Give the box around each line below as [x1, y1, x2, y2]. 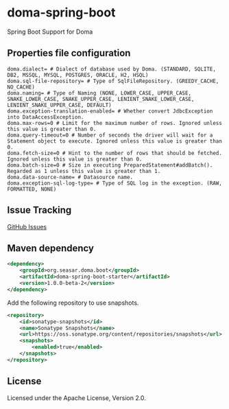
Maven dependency [7, 242, 95, 254]
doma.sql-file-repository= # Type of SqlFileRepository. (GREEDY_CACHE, [7, 78, 219, 84]
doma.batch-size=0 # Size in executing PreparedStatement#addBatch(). [7, 161, 213, 169]
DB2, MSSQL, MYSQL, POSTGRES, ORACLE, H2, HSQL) [7, 71, 149, 78]
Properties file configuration [7, 47, 131, 59]
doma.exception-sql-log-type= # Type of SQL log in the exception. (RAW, [7, 180, 223, 187]
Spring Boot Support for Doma [7, 27, 93, 36]
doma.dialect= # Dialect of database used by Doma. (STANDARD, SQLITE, [7, 65, 216, 73]
